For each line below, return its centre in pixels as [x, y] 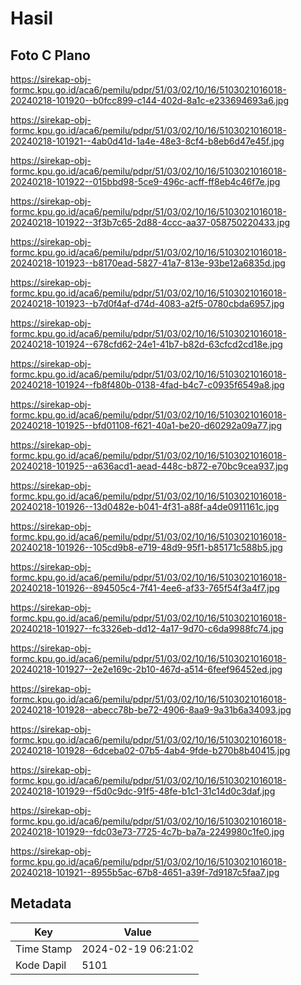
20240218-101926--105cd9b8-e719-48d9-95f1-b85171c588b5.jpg [146, 547]
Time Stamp [44, 949]
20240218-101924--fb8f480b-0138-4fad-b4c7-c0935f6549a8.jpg [147, 385]
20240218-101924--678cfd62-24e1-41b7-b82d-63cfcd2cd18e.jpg [146, 344]
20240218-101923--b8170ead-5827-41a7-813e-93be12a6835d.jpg [148, 263]
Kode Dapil [41, 965]
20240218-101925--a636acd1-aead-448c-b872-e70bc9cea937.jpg [149, 466]
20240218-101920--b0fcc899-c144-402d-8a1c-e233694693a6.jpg [150, 100]
